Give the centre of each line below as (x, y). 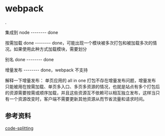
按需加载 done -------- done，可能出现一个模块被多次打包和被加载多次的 (79, 43)
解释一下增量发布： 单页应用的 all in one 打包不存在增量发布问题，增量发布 (81, 80)
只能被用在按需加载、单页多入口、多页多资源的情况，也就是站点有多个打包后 (82, 86)
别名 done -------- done (29, 59)
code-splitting (19, 128)
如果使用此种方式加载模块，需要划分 (50, 49)
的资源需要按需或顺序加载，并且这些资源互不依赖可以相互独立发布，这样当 (80, 93)
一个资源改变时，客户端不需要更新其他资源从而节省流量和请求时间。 (78, 99)
